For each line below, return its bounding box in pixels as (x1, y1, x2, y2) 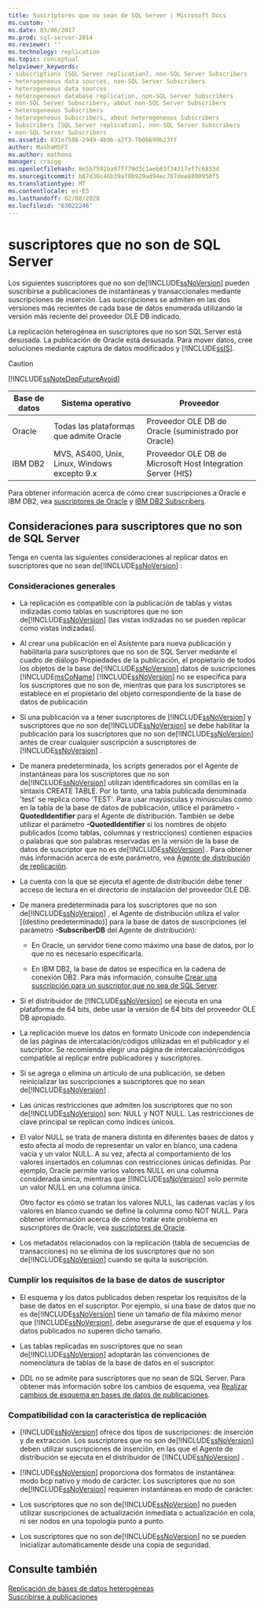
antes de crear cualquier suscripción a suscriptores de (19, 737, 196, 747)
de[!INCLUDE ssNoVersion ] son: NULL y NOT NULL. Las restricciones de (19, 1109, 254, 1118)
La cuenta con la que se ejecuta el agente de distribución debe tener (19, 876, 243, 886)
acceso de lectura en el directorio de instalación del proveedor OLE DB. (19, 885, 251, 895)
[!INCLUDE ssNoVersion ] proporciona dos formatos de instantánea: (19, 1468, 236, 1478)
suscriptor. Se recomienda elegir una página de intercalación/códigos (19, 1045, 245, 1054)
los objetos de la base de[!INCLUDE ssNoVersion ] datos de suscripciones (19, 664, 256, 673)
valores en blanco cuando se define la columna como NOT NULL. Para (19, 1206, 249, 1216)
